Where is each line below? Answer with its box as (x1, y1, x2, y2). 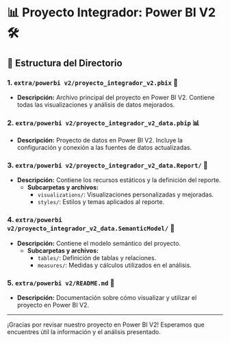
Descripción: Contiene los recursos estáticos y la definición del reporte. (16, 176, 221, 184)
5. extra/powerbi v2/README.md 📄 (7, 278, 115, 288)
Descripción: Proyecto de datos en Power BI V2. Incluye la (16, 136, 183, 144)
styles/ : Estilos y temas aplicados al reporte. (37, 198, 165, 206)
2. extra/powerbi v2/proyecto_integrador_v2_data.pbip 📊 (7, 118, 200, 127)
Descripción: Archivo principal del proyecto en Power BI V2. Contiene (16, 93, 215, 101)
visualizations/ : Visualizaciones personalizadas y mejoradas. (37, 190, 214, 199)
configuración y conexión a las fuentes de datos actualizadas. (16, 144, 192, 152)
